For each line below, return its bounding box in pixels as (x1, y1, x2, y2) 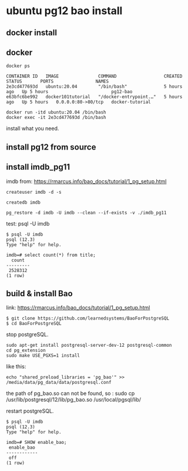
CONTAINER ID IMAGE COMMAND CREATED (6, 74, 183, 79)
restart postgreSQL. (6, 407, 54, 414)
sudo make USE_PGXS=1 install (6, 353, 80, 359)
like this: (6, 363, 26, 370)
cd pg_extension (6, 347, 46, 354)
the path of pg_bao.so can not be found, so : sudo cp (6, 390, 135, 397)
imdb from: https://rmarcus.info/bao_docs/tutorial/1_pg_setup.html (6, 178, 167, 185)
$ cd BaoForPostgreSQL (6, 321, 62, 327)
